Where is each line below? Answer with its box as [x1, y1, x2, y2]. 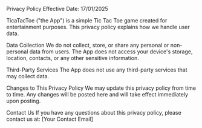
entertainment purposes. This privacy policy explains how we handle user [6, 24, 191, 30]
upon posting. [6, 97, 41, 104]
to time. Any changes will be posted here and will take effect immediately [6, 91, 189, 98]
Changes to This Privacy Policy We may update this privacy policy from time [6, 84, 197, 92]
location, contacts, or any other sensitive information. [6, 55, 139, 61]
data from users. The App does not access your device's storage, [29, 48, 193, 55]
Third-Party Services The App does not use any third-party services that [6, 66, 187, 73]
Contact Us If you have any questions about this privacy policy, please [6, 109, 181, 116]
